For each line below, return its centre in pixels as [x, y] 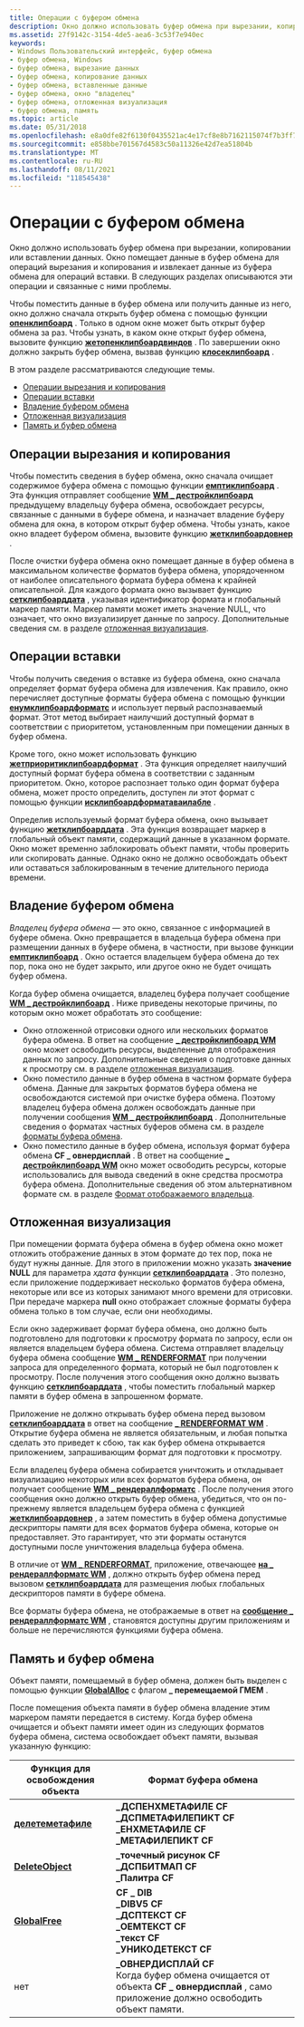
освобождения [61, 1780]
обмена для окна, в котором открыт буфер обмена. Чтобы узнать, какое [150, 524]
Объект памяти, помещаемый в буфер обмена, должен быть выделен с [148, 1681]
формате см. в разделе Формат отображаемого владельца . [138, 1193]
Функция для [61, 1769]
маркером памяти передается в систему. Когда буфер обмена [131, 1717]
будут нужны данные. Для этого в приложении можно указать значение [151, 1263]
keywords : [28, 43]
